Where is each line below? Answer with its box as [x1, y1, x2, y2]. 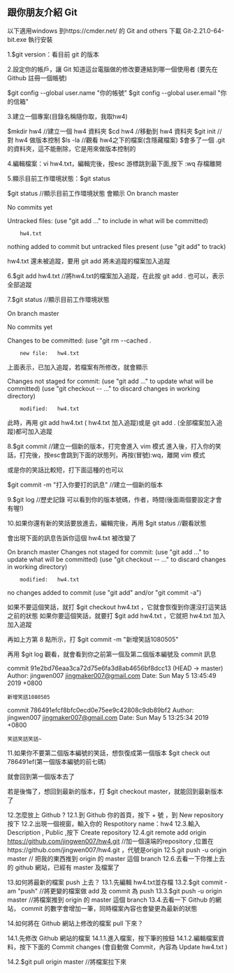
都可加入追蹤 [15, 427, 53, 435]
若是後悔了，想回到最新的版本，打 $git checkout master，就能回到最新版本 [7, 787, 224, 795]
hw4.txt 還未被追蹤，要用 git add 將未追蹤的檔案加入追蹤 [7, 257, 170, 265]
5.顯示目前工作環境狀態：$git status [7, 174, 110, 182]
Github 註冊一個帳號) [7, 73, 68, 82]
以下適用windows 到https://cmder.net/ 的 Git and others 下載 [7, 27, 182, 35]
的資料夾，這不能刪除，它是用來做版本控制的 [7, 144, 136, 152]
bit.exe [7, 35, 27, 43]
